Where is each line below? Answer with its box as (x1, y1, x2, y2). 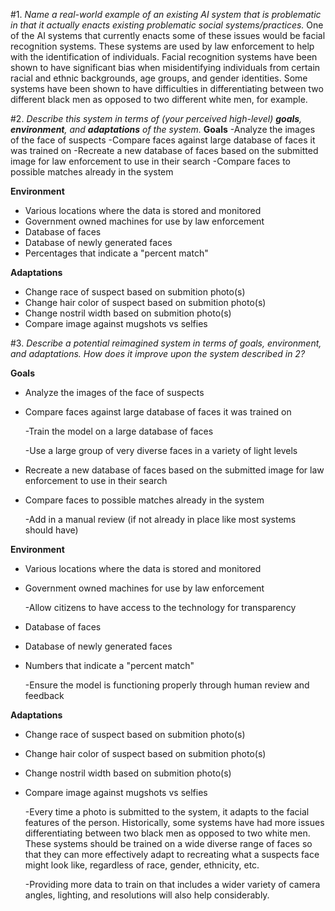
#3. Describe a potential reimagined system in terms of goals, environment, (10, 337, 322, 349)
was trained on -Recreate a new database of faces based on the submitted (10, 145, 319, 156)
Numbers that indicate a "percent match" (24, 660, 195, 671)
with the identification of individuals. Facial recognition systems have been (10, 51, 318, 63)
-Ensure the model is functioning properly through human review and (24, 679, 310, 691)
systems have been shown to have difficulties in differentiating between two (10, 83, 324, 94)
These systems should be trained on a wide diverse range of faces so (24, 838, 313, 849)
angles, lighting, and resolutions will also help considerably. (24, 889, 270, 901)
